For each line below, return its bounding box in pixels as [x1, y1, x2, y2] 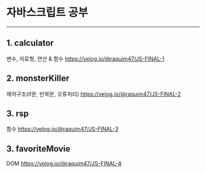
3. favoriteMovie [6, 144, 71, 154]
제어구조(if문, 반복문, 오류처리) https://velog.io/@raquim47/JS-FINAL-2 [6, 90, 181, 98]
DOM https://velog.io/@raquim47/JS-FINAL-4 [6, 160, 122, 167]
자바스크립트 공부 [6, 6, 88, 20]
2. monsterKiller [6, 73, 69, 83]
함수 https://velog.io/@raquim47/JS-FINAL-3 [6, 125, 118, 133]
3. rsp [6, 108, 29, 118]
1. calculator [6, 38, 54, 48]
